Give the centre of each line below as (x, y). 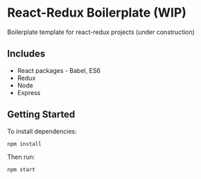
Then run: (21, 157)
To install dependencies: (42, 131)
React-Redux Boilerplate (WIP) (97, 13)
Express (29, 92)
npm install (24, 144)
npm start (21, 169)
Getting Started (41, 115)
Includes (26, 54)
